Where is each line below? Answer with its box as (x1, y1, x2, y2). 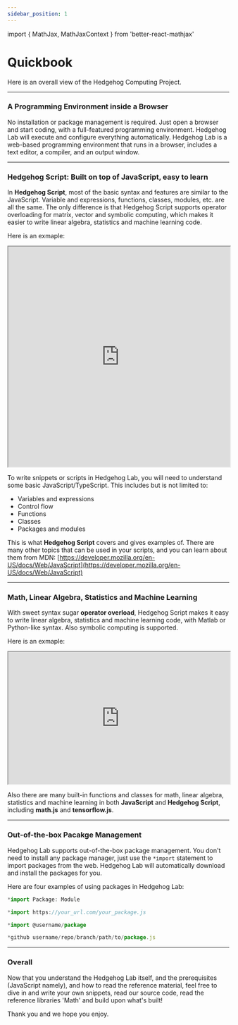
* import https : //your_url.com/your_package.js (7, 909, 146, 916)
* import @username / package (7, 921, 87, 928)
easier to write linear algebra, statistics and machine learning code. (7, 218, 202, 226)
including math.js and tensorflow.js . (7, 806, 114, 814)
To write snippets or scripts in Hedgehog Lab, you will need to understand (7, 474, 223, 482)
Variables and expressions (17, 495, 94, 503)
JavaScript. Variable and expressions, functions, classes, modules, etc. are (7, 195, 225, 204)
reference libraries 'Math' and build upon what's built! (7, 995, 163, 1005)
